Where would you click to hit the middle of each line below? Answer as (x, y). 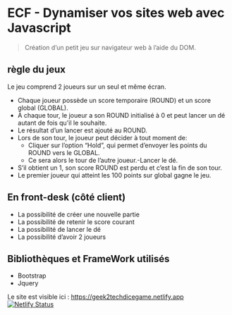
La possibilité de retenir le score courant (76, 222)
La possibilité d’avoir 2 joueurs (62, 237)
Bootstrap (32, 276)
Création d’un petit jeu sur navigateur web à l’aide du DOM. (110, 47)
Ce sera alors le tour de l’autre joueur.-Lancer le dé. (103, 160)
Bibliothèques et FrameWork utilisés (88, 259)
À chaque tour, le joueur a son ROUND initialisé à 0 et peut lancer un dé (121, 115)
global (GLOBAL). (43, 108)
